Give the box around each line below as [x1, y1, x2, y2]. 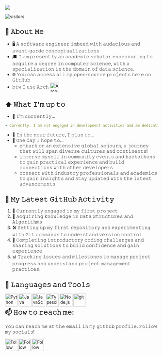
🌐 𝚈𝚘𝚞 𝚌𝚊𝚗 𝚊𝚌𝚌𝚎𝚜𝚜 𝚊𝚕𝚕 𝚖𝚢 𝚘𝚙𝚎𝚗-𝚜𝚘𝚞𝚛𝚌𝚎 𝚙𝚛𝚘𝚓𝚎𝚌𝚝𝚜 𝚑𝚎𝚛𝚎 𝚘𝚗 [12, 71, 151, 77]
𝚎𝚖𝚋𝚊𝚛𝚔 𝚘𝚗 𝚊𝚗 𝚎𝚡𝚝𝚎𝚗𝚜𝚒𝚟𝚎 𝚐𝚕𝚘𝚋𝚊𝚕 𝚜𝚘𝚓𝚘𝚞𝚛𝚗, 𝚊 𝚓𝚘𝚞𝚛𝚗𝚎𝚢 [19, 143, 149, 148]
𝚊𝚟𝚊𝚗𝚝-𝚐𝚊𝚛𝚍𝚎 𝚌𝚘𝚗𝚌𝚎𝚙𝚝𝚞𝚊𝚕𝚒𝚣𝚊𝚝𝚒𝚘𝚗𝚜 [12, 48, 99, 53]
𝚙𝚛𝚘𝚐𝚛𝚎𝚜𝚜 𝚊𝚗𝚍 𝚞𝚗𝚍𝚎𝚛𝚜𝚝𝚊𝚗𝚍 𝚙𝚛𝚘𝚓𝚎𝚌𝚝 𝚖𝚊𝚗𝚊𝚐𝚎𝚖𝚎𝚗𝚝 [12, 261, 131, 267]
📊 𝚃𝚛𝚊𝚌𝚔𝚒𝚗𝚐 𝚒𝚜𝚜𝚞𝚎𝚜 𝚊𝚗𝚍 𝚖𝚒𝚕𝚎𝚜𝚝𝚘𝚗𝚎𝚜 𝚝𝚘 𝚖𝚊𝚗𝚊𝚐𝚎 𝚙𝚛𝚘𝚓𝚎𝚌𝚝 [12, 254, 151, 259]
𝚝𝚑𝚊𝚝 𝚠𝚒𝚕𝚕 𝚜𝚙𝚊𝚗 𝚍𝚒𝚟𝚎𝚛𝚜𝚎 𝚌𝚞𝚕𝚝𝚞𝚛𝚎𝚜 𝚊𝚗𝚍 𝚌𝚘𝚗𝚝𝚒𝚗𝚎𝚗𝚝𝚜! [19, 148, 148, 154]
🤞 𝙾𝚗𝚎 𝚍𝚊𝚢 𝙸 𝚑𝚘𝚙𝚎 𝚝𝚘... [12, 137, 64, 143]
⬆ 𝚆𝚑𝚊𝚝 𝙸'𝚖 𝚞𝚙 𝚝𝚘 [5, 100, 65, 109]
